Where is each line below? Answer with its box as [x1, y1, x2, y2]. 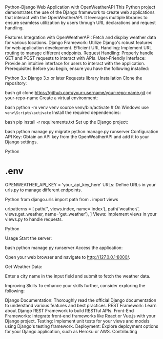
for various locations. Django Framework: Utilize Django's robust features [5, 40, 153, 45]
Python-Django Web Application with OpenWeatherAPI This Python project [5, 4, 156, 10]
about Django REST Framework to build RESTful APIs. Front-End [5, 308, 134, 314]
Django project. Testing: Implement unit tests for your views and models [5, 318, 150, 324]
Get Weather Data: [5, 264, 42, 270]
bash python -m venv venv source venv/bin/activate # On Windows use [5, 105, 149, 110]
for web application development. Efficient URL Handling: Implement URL [5, 45, 152, 50]
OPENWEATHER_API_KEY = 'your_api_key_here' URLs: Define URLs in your [5, 181, 156, 187]
